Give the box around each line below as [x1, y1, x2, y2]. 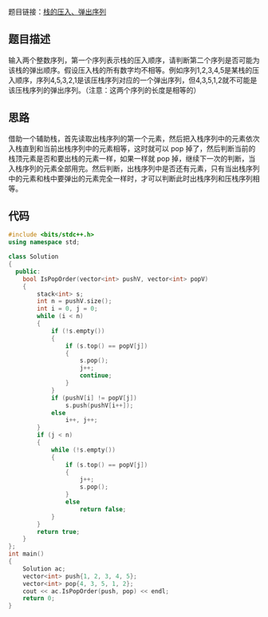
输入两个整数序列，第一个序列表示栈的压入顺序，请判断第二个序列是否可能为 [8, 55, 260, 65]
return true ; [37, 527, 81, 535]
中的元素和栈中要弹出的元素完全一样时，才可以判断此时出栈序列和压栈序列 [8, 173, 253, 183]
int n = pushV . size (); [37, 297, 112, 305]
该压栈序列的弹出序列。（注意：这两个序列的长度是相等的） [8, 85, 201, 94]
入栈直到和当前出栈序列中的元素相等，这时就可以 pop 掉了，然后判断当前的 [8, 143, 256, 153]
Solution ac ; [22, 564, 66, 573]
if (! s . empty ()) [50, 327, 105, 335]
